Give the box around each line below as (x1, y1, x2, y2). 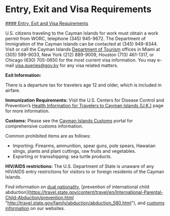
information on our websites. (5, 205, 65, 211)
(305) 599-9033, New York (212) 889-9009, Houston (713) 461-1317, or (5, 52, 154, 58)
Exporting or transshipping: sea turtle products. (12, 153, 112, 159)
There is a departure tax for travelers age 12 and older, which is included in (5, 82, 162, 88)
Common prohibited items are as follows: (5, 133, 91, 139)
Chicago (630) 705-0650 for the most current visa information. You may (5, 57, 156, 63)
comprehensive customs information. (5, 123, 83, 129)
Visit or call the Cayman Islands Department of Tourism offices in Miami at (5, 46, 160, 52)
